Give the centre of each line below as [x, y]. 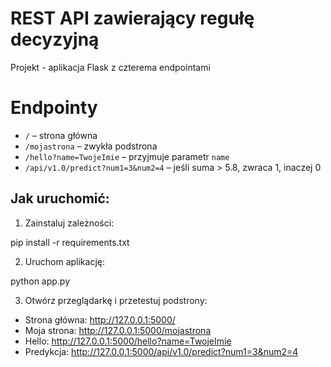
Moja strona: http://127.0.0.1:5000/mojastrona [118, 330]
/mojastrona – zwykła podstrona [91, 146]
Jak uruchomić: [60, 198]
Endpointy [54, 108]
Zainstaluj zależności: [69, 223]
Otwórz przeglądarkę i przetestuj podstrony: [116, 300]
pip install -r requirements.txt [70, 242]
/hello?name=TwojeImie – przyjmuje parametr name [127, 156]
